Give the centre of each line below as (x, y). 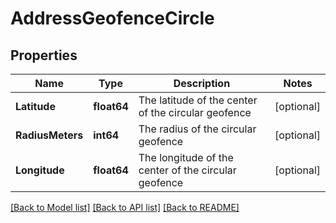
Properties (44, 55)
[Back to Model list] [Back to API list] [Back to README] (125, 207)
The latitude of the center (198, 100)
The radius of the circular (197, 129)
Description (202, 83)
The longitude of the (186, 157)
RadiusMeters (49, 135)
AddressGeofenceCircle (112, 18)
